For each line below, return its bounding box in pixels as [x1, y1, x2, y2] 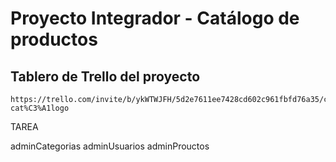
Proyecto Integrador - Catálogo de [10, 7, 300, 30]
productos [10, 28, 98, 51]
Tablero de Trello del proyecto [10, 68, 201, 85]
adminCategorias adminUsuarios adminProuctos [10, 140, 210, 152]
